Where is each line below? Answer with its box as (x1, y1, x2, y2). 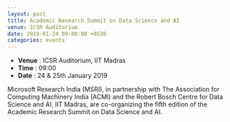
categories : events (7, 37, 66, 44)
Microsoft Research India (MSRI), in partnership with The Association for (7, 85, 220, 94)
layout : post (7, 10, 46, 18)
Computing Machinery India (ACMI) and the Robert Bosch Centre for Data (7, 93, 224, 101)
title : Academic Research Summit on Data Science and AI (7, 17, 180, 24)
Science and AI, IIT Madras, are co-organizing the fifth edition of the (7, 100, 208, 109)
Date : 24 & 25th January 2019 (17, 72, 108, 80)
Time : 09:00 (17, 64, 57, 72)
